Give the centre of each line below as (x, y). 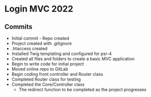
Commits (18, 27)
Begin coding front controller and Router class (57, 74)
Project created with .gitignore (41, 43)
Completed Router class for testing (46, 79)
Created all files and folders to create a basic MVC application (73, 59)
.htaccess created (29, 48)
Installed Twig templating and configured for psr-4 (62, 54)
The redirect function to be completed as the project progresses (82, 90)
